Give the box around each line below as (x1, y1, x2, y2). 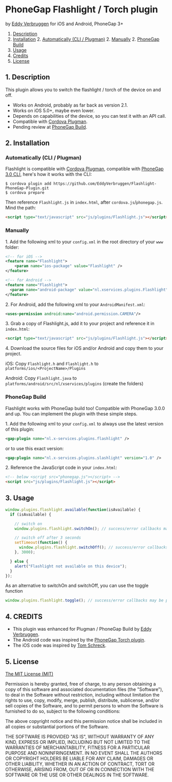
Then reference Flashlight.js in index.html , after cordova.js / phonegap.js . (5, 199, 163, 205)
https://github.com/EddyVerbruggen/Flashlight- (53, 181, 157, 186)
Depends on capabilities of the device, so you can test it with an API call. (12, 113, 166, 119)
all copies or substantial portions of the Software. (5, 723, 109, 730)
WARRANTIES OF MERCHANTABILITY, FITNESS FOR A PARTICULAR (5, 744, 150, 751)
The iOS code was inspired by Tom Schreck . (12, 642, 106, 649)
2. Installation (5, 139, 50, 148)
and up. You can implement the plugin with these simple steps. (5, 411, 138, 417)
